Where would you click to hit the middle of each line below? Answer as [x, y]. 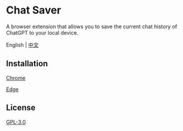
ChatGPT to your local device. [42, 32]
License [21, 108]
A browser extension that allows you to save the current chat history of [92, 26]
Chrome [16, 78]
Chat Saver [34, 10]
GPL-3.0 [16, 122]
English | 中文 [23, 45]
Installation [27, 64]
